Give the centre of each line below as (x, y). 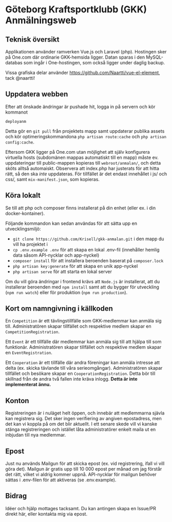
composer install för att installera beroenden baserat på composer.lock (88, 260)
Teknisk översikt (32, 39)
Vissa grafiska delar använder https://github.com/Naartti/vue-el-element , (83, 73)
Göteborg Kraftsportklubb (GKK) (76, 10)
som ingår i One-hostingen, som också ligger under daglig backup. (94, 62)
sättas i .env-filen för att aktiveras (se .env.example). (61, 480)
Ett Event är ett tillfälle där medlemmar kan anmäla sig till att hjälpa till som (83, 342)
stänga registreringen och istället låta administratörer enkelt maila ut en (81, 429)
